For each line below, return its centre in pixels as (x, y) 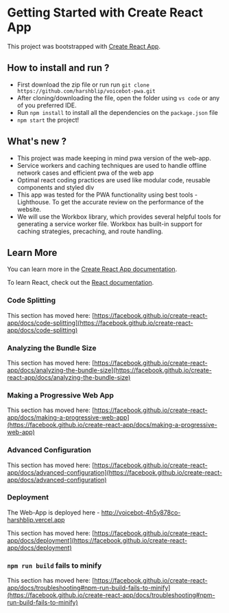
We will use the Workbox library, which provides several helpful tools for (119, 216)
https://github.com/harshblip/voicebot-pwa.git (86, 91)
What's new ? (37, 141)
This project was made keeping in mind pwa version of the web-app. (114, 158)
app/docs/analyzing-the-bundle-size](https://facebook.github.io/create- (110, 370)
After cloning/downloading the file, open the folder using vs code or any (118, 98)
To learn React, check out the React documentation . (81, 283)
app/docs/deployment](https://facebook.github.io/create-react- (97, 540)
